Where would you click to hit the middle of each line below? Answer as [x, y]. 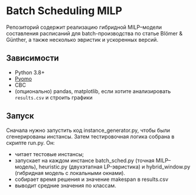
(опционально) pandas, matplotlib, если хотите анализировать [93, 91]
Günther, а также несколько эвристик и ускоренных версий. [82, 39]
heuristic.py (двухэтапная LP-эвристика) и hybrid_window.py [115, 167]
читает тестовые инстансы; [49, 154]
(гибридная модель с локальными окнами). [70, 173]
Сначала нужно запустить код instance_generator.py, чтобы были [88, 130]
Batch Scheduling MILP [64, 11]
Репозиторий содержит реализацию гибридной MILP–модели [84, 27]
